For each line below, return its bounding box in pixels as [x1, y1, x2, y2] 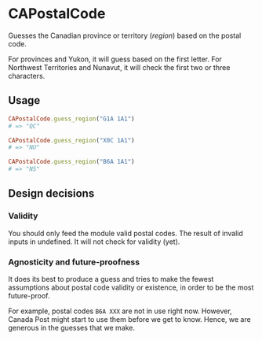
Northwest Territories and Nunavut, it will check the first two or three [8, 62, 231, 72]
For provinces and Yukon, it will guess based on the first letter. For [8, 54, 222, 64]
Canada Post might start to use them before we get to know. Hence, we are [8, 314, 251, 323]
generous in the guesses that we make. [8, 323, 136, 332]
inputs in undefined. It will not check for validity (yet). [8, 237, 180, 246]
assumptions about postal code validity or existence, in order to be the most [8, 283, 254, 292]
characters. [8, 71, 45, 80]
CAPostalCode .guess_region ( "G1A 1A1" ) [8, 115, 135, 123]
